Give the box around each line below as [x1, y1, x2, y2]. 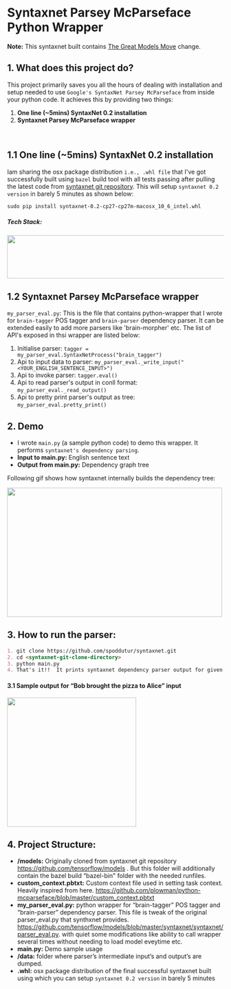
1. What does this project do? [7, 62, 134, 74]
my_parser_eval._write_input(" [94, 359, 184, 366]
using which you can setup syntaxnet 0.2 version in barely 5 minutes [16, 974, 215, 983]
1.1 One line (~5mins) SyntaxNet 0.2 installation [7, 150, 214, 161]
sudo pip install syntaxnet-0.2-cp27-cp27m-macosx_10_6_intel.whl [7, 203, 201, 210]
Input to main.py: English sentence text [16, 453, 130, 462]
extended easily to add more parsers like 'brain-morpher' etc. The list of [7, 324, 212, 332]
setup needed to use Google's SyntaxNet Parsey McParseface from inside [7, 88, 215, 96]
